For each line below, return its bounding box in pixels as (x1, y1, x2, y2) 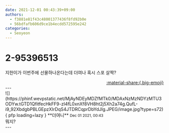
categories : (5, 26, 30, 31)
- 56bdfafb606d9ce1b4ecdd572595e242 (10, 21, 87, 27)
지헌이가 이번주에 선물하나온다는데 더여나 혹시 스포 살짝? (5, 69, 117, 75)
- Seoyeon (10, 31, 30, 36)
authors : (5, 12, 24, 17)
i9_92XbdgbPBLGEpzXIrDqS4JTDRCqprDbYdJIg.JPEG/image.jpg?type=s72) (5, 106, 163, 112)
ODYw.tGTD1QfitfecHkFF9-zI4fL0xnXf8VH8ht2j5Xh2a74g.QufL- (5, 101, 138, 107)
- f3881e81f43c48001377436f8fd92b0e (10, 17, 87, 22)
